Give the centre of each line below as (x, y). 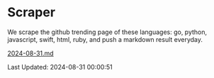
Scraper (31, 12)
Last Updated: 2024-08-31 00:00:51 (60, 67)
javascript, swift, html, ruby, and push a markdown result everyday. (105, 39)
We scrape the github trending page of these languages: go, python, (107, 32)
